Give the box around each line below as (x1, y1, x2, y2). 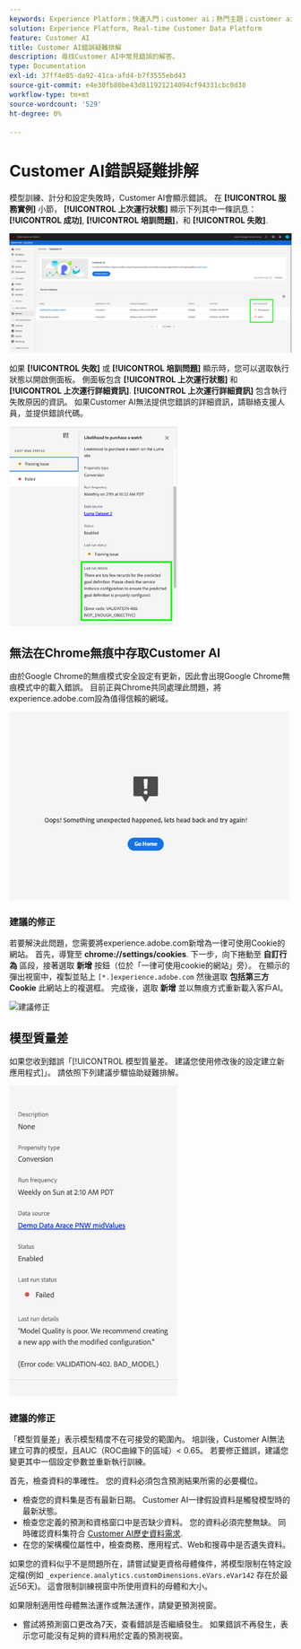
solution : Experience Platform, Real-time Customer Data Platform (9, 23, 262, 33)
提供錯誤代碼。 (32, 407, 88, 418)
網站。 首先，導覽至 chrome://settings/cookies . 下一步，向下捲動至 (9, 949, 262, 960)
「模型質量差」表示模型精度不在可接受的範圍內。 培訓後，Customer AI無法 (9, 1434, 285, 1444)
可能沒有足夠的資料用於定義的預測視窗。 (38, 1630, 188, 1641)
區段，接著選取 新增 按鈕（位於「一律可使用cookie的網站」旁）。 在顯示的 (19, 960, 290, 971)
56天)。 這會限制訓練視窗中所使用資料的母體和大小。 (16, 1581, 213, 1592)
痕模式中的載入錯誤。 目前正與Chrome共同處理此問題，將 (9, 682, 222, 693)
